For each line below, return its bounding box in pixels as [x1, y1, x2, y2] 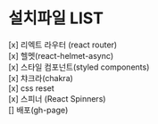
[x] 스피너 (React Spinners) [8, 93, 106, 103]
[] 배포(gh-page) [8, 104, 69, 115]
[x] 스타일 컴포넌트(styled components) [8, 62, 150, 72]
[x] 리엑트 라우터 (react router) [8, 39, 118, 50]
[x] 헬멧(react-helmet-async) [8, 50, 114, 61]
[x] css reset [8, 82, 54, 94]
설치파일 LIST [8, 8, 104, 29]
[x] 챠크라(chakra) [8, 72, 73, 83]
